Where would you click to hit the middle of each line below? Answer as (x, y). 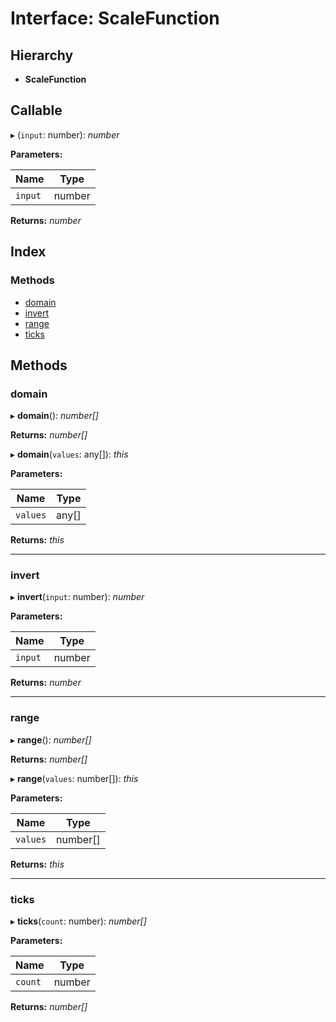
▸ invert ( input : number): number (77, 597)
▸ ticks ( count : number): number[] (78, 921)
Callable (36, 110)
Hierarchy (42, 55)
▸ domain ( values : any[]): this (69, 454)
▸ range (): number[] (51, 739)
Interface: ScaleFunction (115, 18)
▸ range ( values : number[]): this (74, 778)
